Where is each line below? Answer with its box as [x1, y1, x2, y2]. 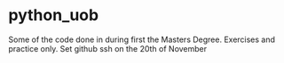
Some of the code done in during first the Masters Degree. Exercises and [8, 34, 276, 45]
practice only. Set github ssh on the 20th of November [8, 43, 208, 53]
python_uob [8, 5, 99, 25]
